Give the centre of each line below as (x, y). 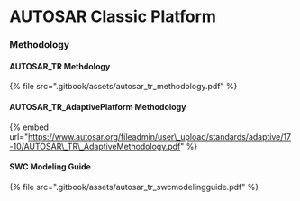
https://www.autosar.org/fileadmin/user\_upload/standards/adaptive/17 (159, 136)
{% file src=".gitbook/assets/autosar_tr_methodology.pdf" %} (123, 87)
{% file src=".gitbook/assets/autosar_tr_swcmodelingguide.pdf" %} (134, 187)
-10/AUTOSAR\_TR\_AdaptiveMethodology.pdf (95, 146)
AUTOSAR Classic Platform (113, 17)
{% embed (29, 127)
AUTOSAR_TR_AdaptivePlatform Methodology (98, 106)
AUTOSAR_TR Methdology (60, 66)
